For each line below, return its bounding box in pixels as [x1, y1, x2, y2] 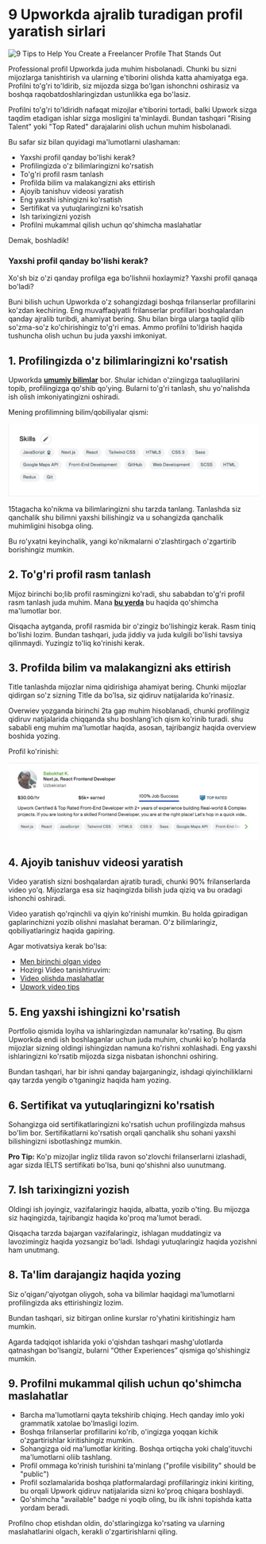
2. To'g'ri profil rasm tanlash [8, 568, 151, 582]
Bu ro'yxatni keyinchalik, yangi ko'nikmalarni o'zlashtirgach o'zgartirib [8, 536, 237, 546]
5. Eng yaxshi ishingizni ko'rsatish [8, 1005, 181, 1019]
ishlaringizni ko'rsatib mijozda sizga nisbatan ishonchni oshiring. [8, 1051, 218, 1062]
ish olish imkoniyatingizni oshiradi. [8, 392, 121, 402]
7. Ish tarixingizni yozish [8, 1183, 129, 1197]
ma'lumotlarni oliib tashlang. [19, 1453, 113, 1462]
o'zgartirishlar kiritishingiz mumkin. [19, 1436, 135, 1445]
